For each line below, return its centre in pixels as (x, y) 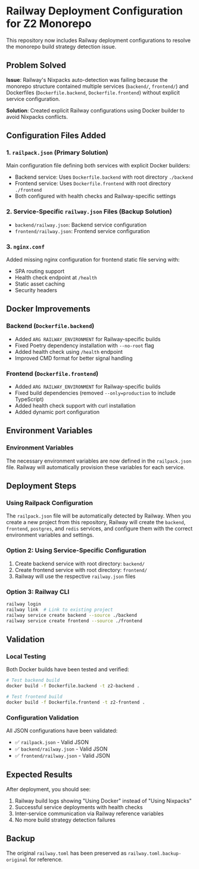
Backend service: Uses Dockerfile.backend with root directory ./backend (104, 177)
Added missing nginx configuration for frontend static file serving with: (93, 260)
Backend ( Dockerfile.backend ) (50, 326)
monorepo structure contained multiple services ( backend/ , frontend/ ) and (97, 86)
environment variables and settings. (50, 535)
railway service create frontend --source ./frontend (74, 621)
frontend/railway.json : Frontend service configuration (82, 231)
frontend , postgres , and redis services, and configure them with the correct (99, 529)
